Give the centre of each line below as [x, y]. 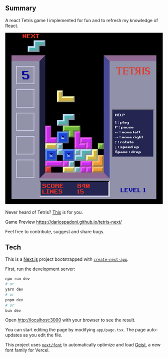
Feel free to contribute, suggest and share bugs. [55, 231]
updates [14, 335]
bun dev [13, 310]
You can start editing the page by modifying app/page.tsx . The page [75, 330]
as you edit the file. [43, 335]
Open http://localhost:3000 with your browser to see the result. [70, 320]
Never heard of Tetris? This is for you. [44, 212]
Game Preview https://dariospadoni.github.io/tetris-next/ [63, 222]
